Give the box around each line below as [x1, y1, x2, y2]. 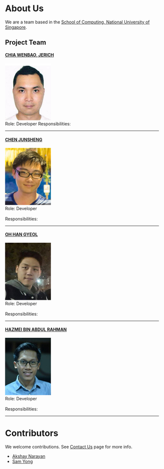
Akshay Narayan [12, 453, 45, 459]
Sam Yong [12, 458, 33, 464]
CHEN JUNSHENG [5, 137, 42, 142]
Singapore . [5, 24, 27, 30]
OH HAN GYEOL [5, 232, 38, 237]
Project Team [5, 39, 46, 47]
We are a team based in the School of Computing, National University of [5, 19, 150, 25]
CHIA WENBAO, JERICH [5, 52, 54, 58]
